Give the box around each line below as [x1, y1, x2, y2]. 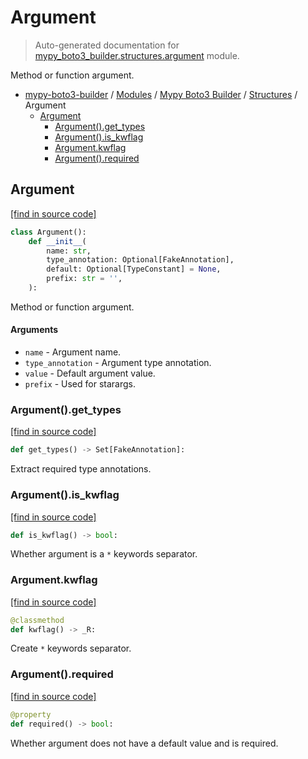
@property [10, 709, 52, 720]
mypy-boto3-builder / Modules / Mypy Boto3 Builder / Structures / [24, 88, 298, 100]
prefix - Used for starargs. [24, 378, 136, 390]
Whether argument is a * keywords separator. [10, 548, 198, 560]
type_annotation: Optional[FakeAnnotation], [46, 255, 235, 265]
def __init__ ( [28, 236, 87, 246]
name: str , [46, 246, 92, 256]
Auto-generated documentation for [34, 39, 180, 51]
